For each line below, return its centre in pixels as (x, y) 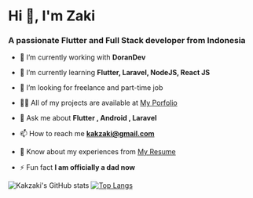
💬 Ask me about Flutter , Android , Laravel (88, 118)
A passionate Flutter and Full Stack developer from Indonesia (127, 41)
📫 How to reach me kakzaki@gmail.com (87, 134)
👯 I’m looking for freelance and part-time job (91, 88)
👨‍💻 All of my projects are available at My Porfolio (99, 103)
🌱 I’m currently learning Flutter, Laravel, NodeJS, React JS (115, 73)
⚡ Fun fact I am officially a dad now (77, 167)
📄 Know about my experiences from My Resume (97, 152)
